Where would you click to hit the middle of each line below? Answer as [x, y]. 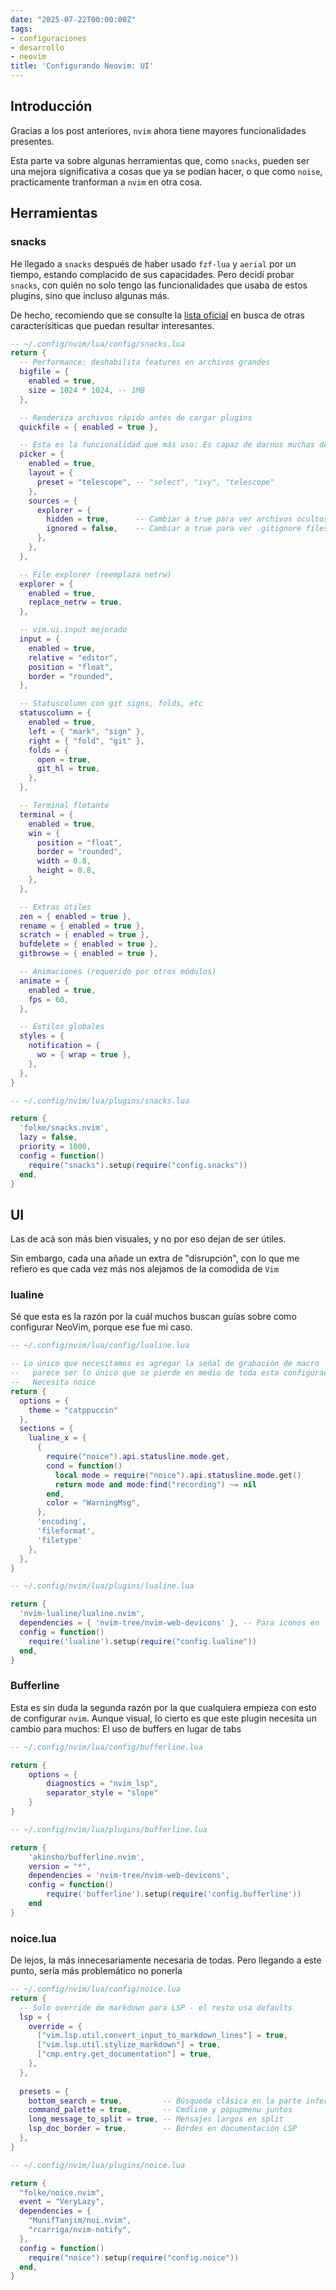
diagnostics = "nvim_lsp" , [102, 1784]
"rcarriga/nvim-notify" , [80, 2230]
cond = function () [84, 1466]
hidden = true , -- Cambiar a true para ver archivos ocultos [187, 519]
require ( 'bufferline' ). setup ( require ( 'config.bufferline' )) [174, 1894]
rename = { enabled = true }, [82, 926]
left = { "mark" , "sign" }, [86, 731]
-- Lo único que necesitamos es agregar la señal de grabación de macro [165, 1364]
